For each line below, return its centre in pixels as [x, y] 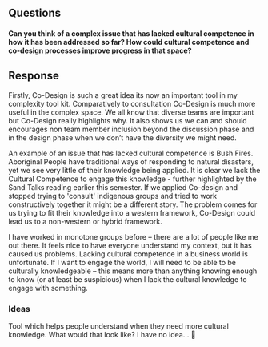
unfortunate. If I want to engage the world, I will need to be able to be [122, 262]
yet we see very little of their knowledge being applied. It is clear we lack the [134, 170]
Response [34, 76]
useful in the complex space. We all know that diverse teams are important [131, 112]
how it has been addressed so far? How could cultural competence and [129, 42]
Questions [35, 13]
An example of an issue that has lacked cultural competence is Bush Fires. [131, 153]
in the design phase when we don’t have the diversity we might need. [123, 137]
